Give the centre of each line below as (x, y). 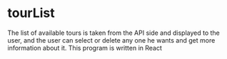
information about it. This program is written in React (85, 48)
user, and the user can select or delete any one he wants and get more (111, 40)
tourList (31, 13)
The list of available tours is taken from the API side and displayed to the (113, 33)
